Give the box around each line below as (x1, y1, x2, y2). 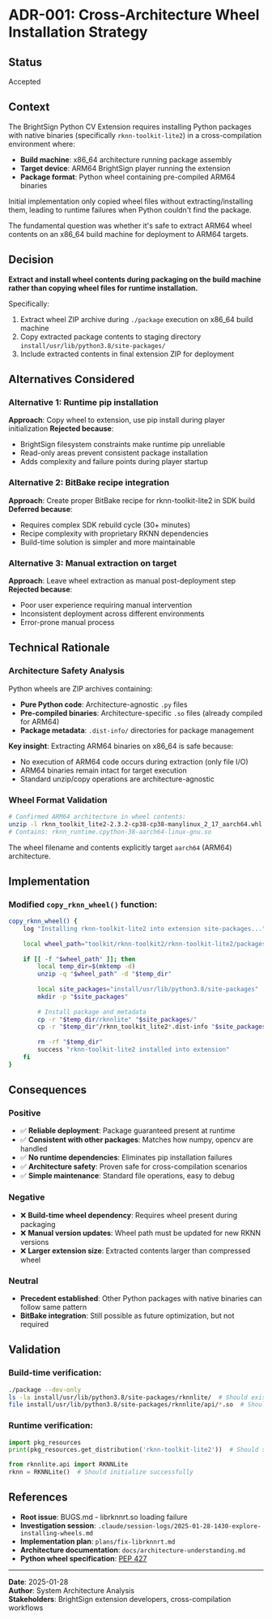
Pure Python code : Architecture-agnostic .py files (19, 700, 188, 709)
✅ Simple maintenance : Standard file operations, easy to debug (19, 1171, 235, 1181)
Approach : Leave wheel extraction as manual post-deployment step (8, 575, 236, 585)
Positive (8, 1108, 41, 1119)
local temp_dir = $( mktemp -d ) (37, 962, 136, 971)
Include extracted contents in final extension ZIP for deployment (19, 349, 235, 359)
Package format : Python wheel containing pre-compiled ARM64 (19, 172, 236, 182)
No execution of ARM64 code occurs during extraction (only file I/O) (19, 756, 249, 766)
